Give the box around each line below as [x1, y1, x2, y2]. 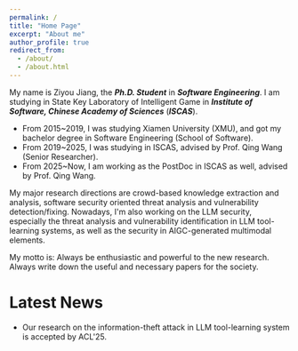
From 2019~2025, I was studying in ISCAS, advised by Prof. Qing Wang [21, 141, 283, 152]
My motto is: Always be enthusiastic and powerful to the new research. [9, 251, 270, 262]
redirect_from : [9, 46, 66, 55]
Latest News [9, 292, 104, 313]
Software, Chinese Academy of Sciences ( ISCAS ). [9, 106, 198, 116]
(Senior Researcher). [21, 151, 99, 162]
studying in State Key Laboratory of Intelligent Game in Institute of [9, 96, 254, 107]
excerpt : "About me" [9, 29, 86, 38]
